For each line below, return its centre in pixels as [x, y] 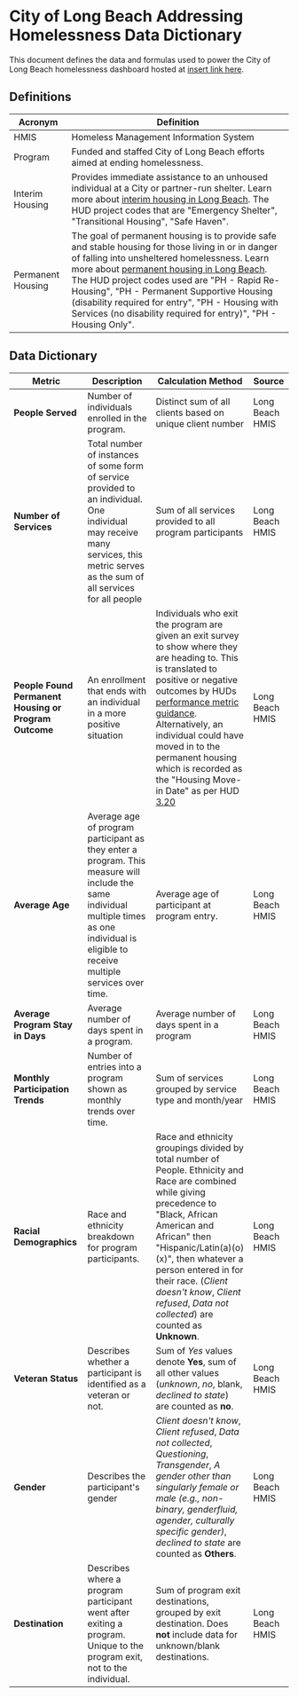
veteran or [109, 1395]
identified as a [117, 1384]
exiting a [105, 1623]
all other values [188, 1372]
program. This [117, 860]
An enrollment [117, 680]
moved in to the [188, 746]
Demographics [45, 1242]
